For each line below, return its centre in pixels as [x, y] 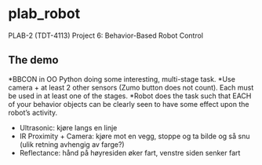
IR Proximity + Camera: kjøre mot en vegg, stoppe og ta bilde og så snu [135, 136]
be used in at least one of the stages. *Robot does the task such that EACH [130, 96]
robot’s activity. [33, 112]
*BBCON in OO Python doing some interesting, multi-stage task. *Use [122, 79]
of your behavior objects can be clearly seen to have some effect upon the [129, 104]
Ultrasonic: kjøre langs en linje [68, 127]
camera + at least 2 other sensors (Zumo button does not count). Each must [131, 87]
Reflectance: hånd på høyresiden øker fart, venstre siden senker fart [130, 152]
